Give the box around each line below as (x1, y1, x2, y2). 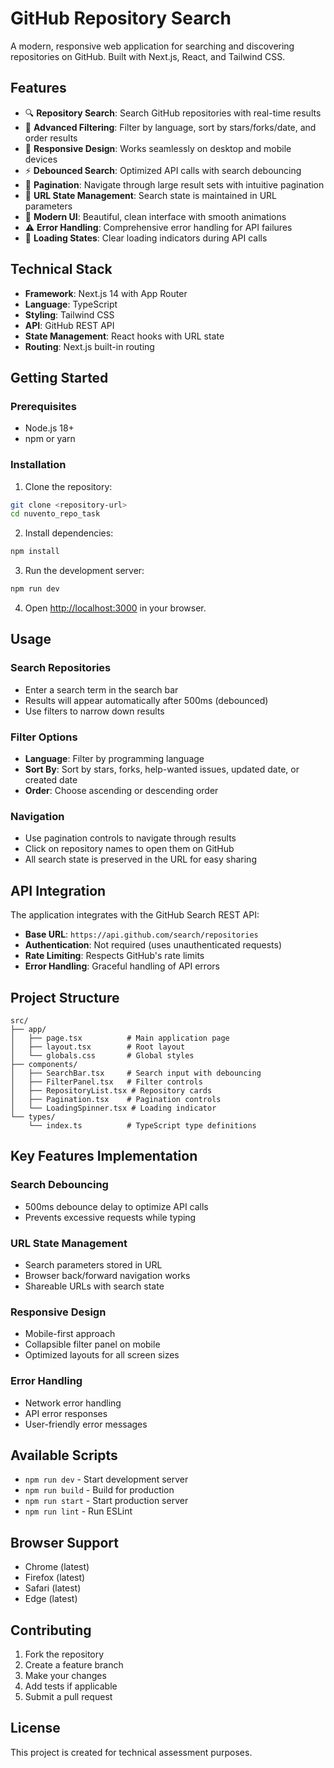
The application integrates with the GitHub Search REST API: (10, 909, 260, 921)
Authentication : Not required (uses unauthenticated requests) (24, 939, 282, 951)
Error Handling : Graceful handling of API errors (24, 960, 220, 972)
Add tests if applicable (24, 1680, 118, 1692)
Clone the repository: (24, 480, 113, 492)
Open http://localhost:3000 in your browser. (24, 602, 207, 614)
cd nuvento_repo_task (10, 509, 101, 519)
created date (24, 774, 78, 786)
